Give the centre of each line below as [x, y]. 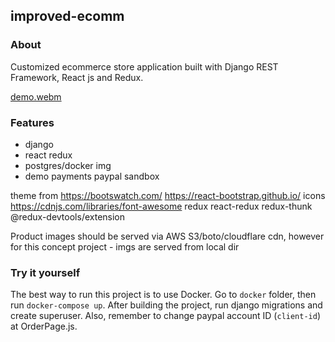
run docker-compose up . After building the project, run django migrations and [166, 305]
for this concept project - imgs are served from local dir [125, 246]
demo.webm [36, 96]
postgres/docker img [68, 165]
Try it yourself [45, 272]
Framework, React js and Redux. [77, 77]
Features [32, 122]
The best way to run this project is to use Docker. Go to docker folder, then [163, 295]
